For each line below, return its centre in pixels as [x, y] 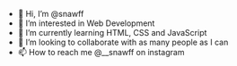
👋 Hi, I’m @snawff [51, 14]
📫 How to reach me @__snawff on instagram [101, 52]
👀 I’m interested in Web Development [86, 23]
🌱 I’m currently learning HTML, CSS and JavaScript [112, 33]
